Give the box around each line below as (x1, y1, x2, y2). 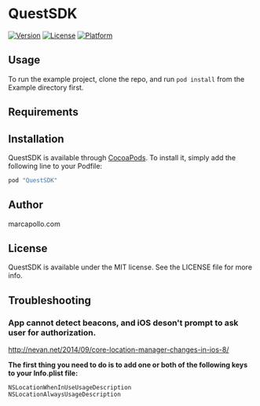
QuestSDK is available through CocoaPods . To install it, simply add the (8, 152, 236, 162)
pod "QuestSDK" (8, 176, 58, 185)
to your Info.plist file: (8, 368, 79, 378)
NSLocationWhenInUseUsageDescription (8, 384, 132, 392)
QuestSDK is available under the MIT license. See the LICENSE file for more (8, 262, 253, 272)
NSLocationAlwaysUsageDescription (8, 390, 122, 399)
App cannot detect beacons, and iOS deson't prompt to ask (8, 317, 239, 328)
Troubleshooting (8, 294, 92, 307)
